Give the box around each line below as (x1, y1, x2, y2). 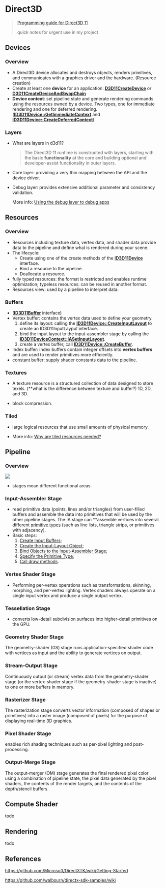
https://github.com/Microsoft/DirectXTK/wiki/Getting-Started (5, 868, 128, 873)
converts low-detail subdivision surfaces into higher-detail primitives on (12, 616, 158, 622)
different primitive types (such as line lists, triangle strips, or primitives (12, 522, 155, 528)
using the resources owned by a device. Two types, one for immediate (12, 101, 155, 107)
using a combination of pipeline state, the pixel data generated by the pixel (5, 775, 156, 781)
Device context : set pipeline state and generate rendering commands (12, 95, 154, 101)
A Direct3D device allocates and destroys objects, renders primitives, (12, 69, 153, 75)
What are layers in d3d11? (12, 140, 64, 146)
